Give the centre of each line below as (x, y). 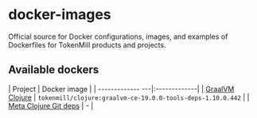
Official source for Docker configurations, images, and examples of (118, 36)
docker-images (60, 15)
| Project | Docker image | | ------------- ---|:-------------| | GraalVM (121, 89)
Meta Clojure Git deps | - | (51, 105)
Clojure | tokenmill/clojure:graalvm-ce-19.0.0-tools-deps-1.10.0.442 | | (129, 97)
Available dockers (54, 70)
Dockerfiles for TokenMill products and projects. (87, 44)
